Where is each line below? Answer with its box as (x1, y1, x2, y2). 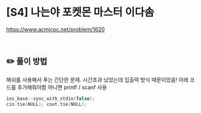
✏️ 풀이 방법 (6, 56, 47, 67)
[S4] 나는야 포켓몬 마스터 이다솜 (6, 5, 155, 19)
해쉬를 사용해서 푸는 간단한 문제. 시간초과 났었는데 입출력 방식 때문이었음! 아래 (6, 76, 189, 83)
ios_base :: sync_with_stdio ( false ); (6, 96, 95, 102)
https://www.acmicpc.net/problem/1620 (6, 25, 105, 33)
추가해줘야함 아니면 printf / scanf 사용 (17, 84, 107, 91)
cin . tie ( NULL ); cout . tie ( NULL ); (6, 101, 87, 107)
